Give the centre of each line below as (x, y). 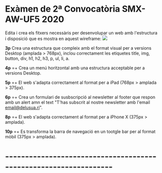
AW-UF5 (23, 19)
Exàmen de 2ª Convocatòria (63, 9)
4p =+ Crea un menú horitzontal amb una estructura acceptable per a (75, 68)
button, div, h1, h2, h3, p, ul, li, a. (37, 58)
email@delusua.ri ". (24, 107)
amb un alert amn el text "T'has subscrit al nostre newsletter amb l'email (78, 102)
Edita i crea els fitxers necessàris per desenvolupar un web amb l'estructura (81, 33)
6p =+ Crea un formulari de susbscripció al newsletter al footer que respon (80, 97)
